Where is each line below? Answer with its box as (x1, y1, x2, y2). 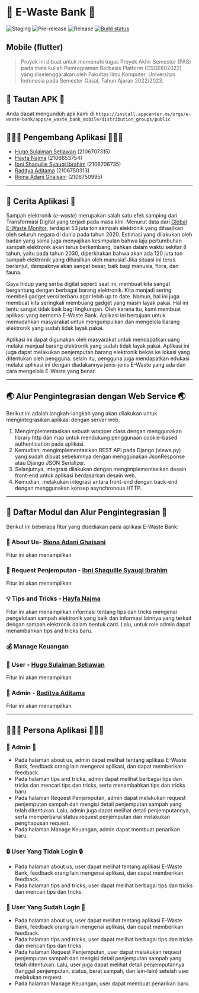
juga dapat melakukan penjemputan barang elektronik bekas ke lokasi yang (6, 349, 191, 356)
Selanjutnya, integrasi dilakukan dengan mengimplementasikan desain (14, 466, 187, 472)
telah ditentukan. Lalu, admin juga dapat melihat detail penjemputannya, (14, 806, 191, 814)
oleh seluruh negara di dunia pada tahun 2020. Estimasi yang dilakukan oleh (6, 231, 192, 238)
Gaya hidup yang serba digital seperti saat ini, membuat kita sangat (6, 280, 171, 288)
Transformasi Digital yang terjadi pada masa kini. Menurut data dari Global (6, 218, 188, 225)
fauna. (6, 269, 22, 276)
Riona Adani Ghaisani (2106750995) (14, 174, 102, 181)
